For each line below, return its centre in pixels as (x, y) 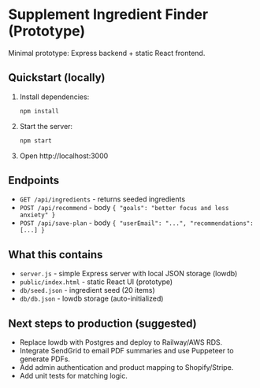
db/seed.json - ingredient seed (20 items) (87, 290)
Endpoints (34, 180)
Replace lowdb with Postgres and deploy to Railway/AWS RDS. (121, 342)
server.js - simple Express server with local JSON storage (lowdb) (128, 274)
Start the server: (46, 126)
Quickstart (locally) (57, 78)
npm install (39, 111)
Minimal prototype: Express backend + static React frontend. (107, 53)
